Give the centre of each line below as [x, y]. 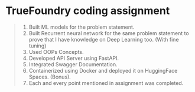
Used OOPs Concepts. [56, 52]
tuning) [38, 46]
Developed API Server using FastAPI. [74, 58]
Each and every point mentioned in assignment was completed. [106, 83]
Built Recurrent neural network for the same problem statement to [109, 33]
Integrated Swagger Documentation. [73, 64]
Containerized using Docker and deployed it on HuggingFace [103, 70]
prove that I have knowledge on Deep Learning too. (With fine [104, 39]
